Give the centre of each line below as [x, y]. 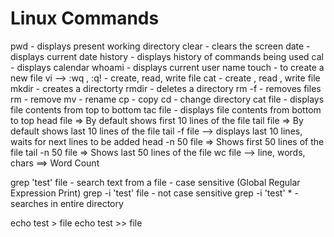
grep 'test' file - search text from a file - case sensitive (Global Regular [155, 182]
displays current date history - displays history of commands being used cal [167, 56]
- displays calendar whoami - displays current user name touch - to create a [167, 67]
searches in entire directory [67, 203]
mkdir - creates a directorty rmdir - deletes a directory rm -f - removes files [166, 88]
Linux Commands [85, 18]
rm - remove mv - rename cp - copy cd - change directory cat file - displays [167, 99]
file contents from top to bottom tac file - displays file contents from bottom [166, 109]
